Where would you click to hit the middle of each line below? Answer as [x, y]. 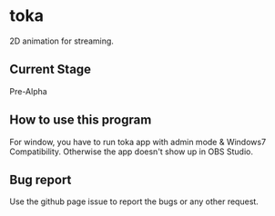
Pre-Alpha [28, 91]
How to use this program [81, 120]
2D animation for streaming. [61, 41]
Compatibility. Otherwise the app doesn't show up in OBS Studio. [131, 152]
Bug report [41, 179]
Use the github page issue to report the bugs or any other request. [134, 201]
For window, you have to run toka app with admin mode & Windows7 [138, 142]
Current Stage [51, 69]
